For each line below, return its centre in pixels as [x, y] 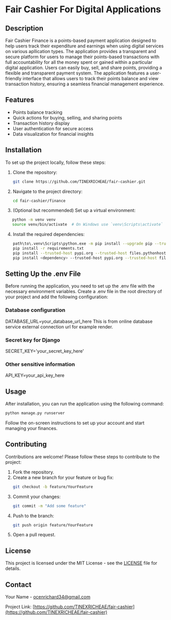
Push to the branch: [33, 516]
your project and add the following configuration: [57, 297]
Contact [18, 585]
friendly [14, 78]
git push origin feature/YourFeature [53, 525]
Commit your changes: [36, 496]
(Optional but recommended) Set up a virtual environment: [74, 210]
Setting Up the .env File [43, 274]
